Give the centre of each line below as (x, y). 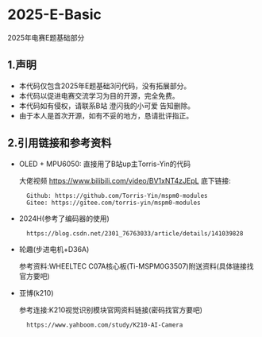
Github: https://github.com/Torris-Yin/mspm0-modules (117, 196)
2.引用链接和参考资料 (60, 143)
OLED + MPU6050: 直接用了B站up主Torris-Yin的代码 (105, 164)
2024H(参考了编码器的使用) (64, 218)
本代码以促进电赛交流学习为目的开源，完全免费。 (99, 95)
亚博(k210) (36, 292)
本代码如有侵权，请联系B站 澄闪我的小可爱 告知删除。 (107, 106)
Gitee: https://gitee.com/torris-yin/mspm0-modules (114, 203)
